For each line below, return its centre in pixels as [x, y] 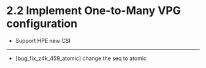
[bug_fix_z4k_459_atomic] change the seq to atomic [81, 58]
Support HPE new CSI [43, 40]
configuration [42, 24]
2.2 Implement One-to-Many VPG [94, 11]
